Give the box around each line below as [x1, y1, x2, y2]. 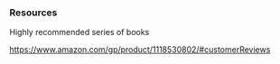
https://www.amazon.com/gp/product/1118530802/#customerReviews [9, 44, 271, 55]
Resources [9, 6, 58, 19]
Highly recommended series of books [9, 27, 150, 38]
